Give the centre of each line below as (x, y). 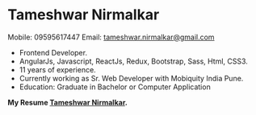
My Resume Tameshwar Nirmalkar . (68, 102)
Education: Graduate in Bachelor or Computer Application (115, 87)
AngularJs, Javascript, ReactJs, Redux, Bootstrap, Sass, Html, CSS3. (133, 61)
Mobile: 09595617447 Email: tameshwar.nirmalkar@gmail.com (111, 37)
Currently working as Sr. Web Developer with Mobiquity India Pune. (131, 78)
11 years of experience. (57, 69)
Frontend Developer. (53, 52)
